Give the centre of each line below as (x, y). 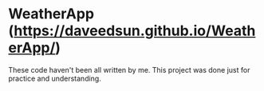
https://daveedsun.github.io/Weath (135, 31)
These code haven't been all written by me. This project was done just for (129, 69)
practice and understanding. (55, 78)
